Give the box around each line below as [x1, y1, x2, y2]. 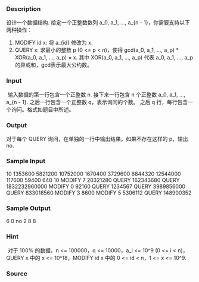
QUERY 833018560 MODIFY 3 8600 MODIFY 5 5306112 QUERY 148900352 [6, 189, 192, 196]
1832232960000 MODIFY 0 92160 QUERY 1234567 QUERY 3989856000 [6, 183, 186, 190]
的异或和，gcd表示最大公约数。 [14, 61, 92, 68]
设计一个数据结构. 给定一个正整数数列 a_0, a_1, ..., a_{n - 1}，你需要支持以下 [6, 19, 190, 26]
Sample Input [6, 156, 46, 165]
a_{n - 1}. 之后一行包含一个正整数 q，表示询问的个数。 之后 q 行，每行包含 [6, 98, 188, 105]
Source [6, 270, 28, 278]
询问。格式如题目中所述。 [11, 106, 74, 113]
